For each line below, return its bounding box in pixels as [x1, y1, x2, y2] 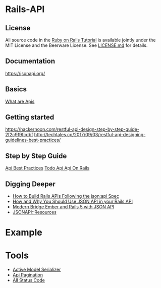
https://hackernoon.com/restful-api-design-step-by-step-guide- [5, 126, 140, 132]
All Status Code [12, 277, 45, 283]
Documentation [5, 57, 56, 66]
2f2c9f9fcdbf [5, 132, 33, 138]
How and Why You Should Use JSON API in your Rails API [12, 198, 133, 205]
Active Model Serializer [12, 266, 61, 273]
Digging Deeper [5, 180, 56, 188]
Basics [5, 85, 27, 94]
